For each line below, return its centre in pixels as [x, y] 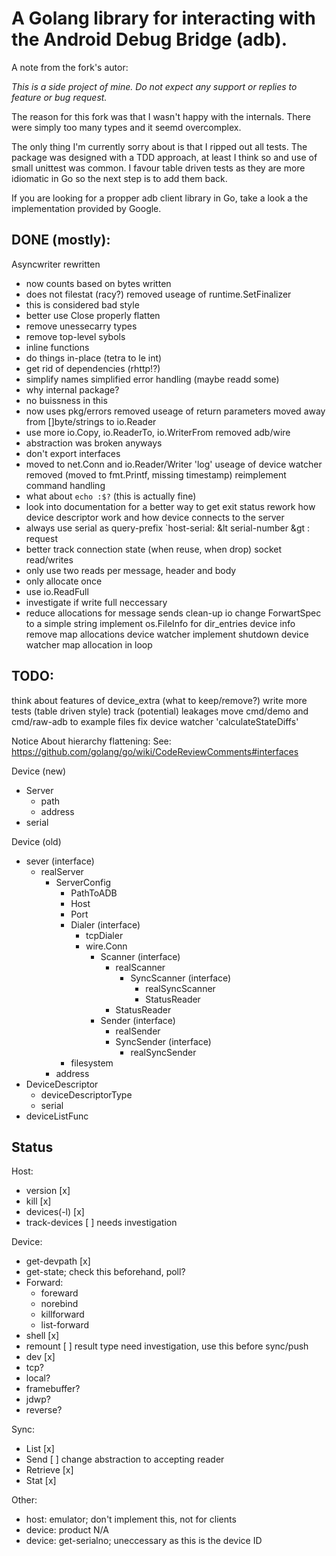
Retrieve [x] [49, 1470]
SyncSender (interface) [163, 1041]
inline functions [57, 347]
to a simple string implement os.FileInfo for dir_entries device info [160, 623]
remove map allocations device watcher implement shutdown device [167, 634]
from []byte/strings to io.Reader [91, 421]
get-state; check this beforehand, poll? [105, 1272]
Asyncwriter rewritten [56, 264]
